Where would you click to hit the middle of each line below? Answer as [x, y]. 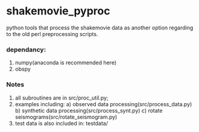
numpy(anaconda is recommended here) [66, 63]
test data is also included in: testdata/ [62, 123]
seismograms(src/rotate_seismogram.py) [66, 117]
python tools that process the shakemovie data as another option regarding [100, 28]
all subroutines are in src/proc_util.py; [62, 98]
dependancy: [26, 49]
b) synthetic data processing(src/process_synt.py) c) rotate [89, 110]
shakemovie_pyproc [58, 11]
